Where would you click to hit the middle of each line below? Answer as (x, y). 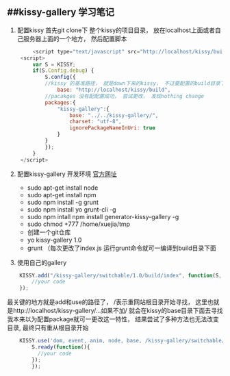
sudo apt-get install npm (62, 195)
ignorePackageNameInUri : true (112, 128)
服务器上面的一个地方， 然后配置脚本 (75, 38)
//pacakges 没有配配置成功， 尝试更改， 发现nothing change (124, 96)
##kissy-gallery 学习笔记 (61, 12)
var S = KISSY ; (54, 64)
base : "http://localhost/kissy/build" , (114, 90)
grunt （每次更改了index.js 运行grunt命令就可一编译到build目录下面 (122, 248)
